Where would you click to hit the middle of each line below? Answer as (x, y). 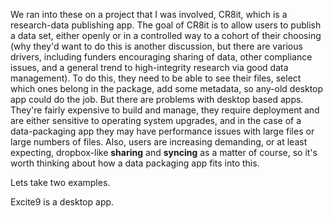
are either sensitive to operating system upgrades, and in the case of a (156, 120)
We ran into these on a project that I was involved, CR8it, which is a (149, 14)
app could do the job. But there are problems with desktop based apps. (157, 99)
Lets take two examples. (60, 182)
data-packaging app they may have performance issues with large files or (162, 131)
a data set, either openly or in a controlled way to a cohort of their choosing (166, 35)
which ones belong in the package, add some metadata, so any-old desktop (167, 88)
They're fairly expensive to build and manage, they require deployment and (165, 110)
